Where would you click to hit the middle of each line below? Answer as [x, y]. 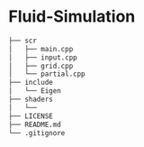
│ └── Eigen [35, 91]
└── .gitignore [37, 133]
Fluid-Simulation [72, 17]
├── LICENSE [31, 116]
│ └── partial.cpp [47, 74]
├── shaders [31, 100]
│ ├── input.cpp [43, 57]
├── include [31, 83]
